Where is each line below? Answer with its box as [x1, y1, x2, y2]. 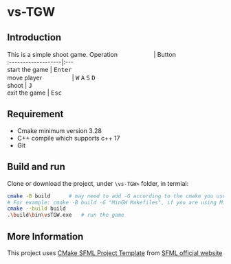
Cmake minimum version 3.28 [16, 126, 102, 134]
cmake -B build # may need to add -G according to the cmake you [7, 193, 214, 200]
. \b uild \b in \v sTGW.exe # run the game [7, 212, 125, 219]
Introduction [7, 32, 62, 43]
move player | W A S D [7, 73, 96, 82]
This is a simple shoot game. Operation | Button [7, 51, 177, 58]
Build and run [7, 161, 65, 173]
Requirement [7, 108, 64, 120]
